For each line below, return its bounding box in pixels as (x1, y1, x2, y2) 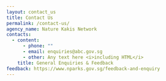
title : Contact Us (6, 15, 53, 21)
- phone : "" (22, 43, 53, 49)
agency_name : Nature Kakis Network (6, 26, 97, 32)
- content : (12, 37, 40, 43)
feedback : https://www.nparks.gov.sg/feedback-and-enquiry (6, 65, 160, 72)
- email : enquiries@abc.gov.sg (22, 49, 103, 55)
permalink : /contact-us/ (6, 20, 70, 26)
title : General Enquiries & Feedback (17, 60, 114, 66)
